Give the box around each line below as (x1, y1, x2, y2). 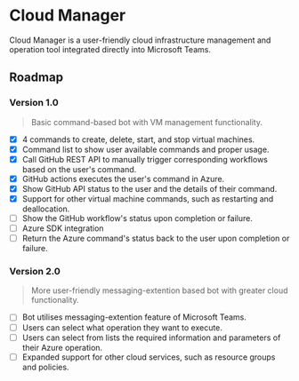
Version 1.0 (9, 97, 60, 109)
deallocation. (21, 203, 70, 214)
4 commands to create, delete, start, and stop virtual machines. (21, 134, 255, 145)
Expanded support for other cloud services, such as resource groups (21, 352, 276, 362)
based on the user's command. (21, 163, 137, 174)
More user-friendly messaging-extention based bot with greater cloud (30, 285, 288, 296)
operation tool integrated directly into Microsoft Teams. (9, 44, 212, 54)
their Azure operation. (21, 342, 103, 353)
